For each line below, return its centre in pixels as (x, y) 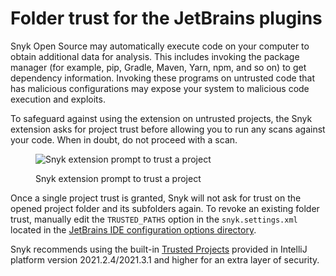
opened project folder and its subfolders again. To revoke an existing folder (165, 208)
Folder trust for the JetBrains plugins (166, 18)
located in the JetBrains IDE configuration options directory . (133, 229)
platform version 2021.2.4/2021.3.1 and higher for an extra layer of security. (165, 259)
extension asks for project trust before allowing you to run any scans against (168, 129)
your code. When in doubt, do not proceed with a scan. (124, 139)
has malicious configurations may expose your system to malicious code (160, 88)
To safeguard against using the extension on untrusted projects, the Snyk (161, 118)
